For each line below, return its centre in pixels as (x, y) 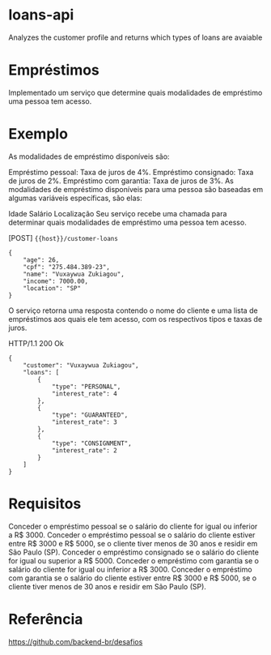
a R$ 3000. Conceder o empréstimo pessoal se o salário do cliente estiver (132, 535)
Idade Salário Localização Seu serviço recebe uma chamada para (118, 213)
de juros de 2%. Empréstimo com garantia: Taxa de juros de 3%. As (121, 181)
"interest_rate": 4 (84, 394)
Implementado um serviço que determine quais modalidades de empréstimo (135, 92)
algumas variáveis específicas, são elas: (76, 198)
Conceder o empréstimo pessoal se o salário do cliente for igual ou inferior (133, 526)
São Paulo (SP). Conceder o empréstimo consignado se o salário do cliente (133, 552)
